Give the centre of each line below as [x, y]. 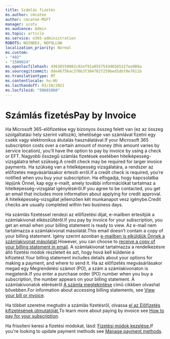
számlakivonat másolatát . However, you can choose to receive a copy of [80, 242]
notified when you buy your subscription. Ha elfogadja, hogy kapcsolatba [82, 178]
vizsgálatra [17, 162]
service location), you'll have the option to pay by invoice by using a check [83, 151]
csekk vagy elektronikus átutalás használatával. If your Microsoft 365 [77, 140]
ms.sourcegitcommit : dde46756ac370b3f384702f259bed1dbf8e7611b [74, 72]
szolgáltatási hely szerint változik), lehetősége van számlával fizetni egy [80, 134]
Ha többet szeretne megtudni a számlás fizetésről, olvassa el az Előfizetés [83, 306]
